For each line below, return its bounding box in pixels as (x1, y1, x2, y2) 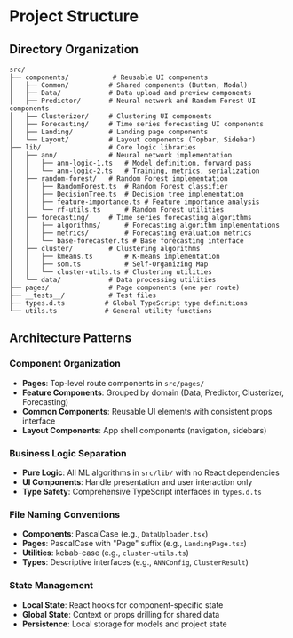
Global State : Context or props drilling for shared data (21, 609, 220, 619)
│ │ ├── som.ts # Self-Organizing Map (9, 260, 209, 269)
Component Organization (9, 358, 122, 370)
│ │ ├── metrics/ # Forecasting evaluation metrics (9, 229, 252, 238)
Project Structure (9, 6, 139, 27)
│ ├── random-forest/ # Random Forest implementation (9, 174, 228, 183)
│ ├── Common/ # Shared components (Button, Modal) (9, 81, 249, 90)
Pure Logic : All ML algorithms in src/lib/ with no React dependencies (21, 467, 280, 478)
